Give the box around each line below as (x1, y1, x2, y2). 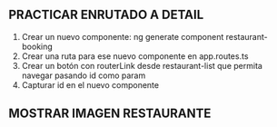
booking (21, 41, 54, 52)
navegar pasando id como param (21, 70, 146, 81)
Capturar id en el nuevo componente (21, 79, 160, 90)
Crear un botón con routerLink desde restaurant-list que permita (21, 60, 262, 71)
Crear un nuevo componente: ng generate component (21, 31, 224, 42)
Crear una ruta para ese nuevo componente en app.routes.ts (21, 50, 249, 62)
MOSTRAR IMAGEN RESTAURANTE (8, 106, 212, 122)
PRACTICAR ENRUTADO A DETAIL (8, 7, 204, 23)
